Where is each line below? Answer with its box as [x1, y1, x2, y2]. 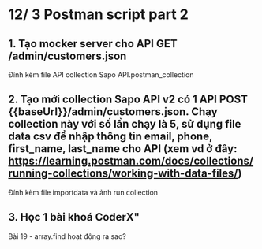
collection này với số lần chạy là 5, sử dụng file [8, 117, 241, 131]
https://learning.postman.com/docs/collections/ [8, 154, 254, 168]
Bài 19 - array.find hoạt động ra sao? [8, 231, 126, 241]
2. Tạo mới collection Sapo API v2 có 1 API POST [8, 93, 249, 106]
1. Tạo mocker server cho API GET [8, 37, 178, 50]
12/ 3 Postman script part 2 [8, 6, 189, 24]
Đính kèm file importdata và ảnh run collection [8, 188, 159, 197]
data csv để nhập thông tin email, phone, [8, 130, 213, 143]
